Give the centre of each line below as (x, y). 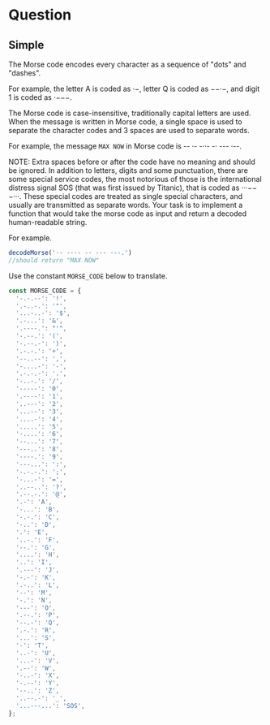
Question (40, 15)
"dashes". (25, 73)
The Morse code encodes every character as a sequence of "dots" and (127, 64)
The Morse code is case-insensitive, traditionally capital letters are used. (130, 113)
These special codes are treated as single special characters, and (133, 196)
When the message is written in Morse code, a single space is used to (125, 122)
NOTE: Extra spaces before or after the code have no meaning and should (132, 162)
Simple (26, 45)
